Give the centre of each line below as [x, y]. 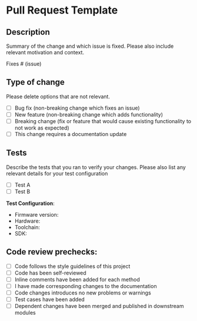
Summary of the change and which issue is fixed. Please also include [90, 46]
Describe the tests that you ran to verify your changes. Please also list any [96, 167]
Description [28, 32]
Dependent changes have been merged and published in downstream [99, 306]
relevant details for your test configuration [57, 173]
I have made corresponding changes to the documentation [86, 286]
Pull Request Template [62, 10]
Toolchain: [27, 227]
